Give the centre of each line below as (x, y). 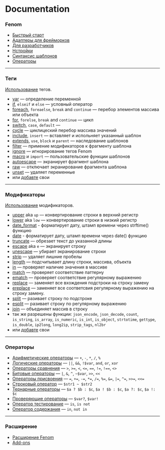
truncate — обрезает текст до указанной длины (62, 241)
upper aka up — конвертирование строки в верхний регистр (75, 215)
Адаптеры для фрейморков (41, 40)
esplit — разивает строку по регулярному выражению (69, 304)
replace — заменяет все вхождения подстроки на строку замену (80, 283)
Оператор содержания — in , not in (50, 409)
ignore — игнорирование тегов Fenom (52, 151)
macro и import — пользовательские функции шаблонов (71, 156)
